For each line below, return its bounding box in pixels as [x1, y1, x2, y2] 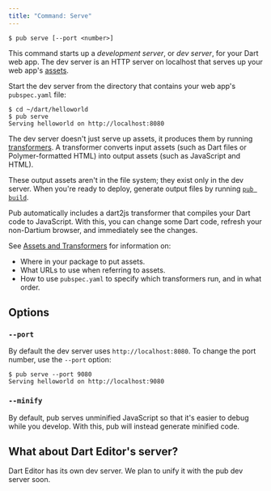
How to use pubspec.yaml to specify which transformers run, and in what [19, 273, 262, 283]
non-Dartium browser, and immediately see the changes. [8, 225, 198, 235]
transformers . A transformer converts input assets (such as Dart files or [8, 142, 247, 152]
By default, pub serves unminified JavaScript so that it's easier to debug [8, 413, 249, 422]
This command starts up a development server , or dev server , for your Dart [8, 48, 259, 57]
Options [8, 306, 50, 320]
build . [8, 192, 29, 202]
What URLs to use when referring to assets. [19, 265, 166, 275]
